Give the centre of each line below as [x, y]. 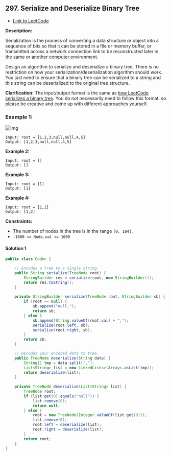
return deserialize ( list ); [52, 372]
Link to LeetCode [31, 20]
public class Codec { [28, 259]
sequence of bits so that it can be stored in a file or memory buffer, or [78, 46]
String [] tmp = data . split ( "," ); [59, 363]
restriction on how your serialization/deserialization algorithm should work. [84, 72]
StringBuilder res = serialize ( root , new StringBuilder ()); [89, 278]
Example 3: [17, 175]
